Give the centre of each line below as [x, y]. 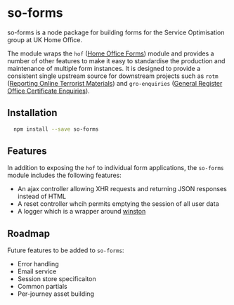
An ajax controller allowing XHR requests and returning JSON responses [122, 189]
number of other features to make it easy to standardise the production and [116, 60]
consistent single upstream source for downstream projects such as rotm [113, 76]
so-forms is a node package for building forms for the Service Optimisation [116, 32]
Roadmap [29, 233]
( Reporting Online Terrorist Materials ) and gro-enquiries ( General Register [115, 83]
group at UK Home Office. [45, 39]
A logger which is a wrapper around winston [82, 212]
